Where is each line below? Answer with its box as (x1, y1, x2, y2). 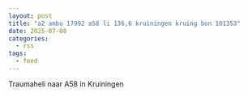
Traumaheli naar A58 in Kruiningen (8, 78, 124, 89)
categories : (8, 34, 49, 43)
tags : (8, 49, 27, 57)
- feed (15, 57, 38, 65)
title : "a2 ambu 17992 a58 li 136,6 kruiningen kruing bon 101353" (8, 19, 242, 27)
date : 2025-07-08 (8, 27, 67, 35)
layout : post (8, 11, 53, 20)
